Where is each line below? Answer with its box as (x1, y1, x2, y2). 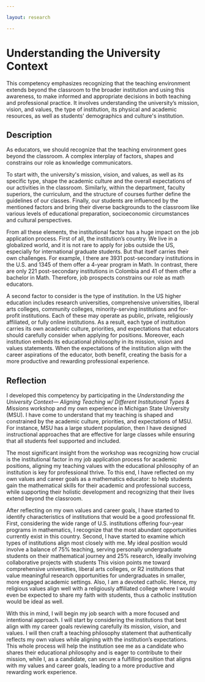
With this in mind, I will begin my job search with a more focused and (6, 610, 180, 617)
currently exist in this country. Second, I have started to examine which (6, 533, 185, 540)
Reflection (6, 375, 47, 386)
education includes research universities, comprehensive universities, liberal (6, 299, 199, 307)
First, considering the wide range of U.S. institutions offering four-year (6, 519, 184, 527)
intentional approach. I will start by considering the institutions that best (6, 616, 187, 624)
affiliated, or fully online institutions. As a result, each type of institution (6, 318, 185, 326)
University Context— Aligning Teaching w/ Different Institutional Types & (6, 398, 190, 405)
